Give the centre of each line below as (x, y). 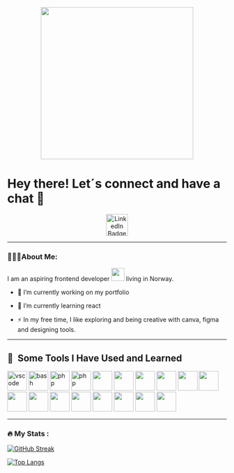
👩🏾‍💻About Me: (32, 257)
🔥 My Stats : (28, 433)
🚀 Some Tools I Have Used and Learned (95, 358)
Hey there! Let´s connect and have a (114, 184)
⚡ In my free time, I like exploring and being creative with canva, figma (118, 320)
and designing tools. (47, 330)
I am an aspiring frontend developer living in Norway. (91, 279)
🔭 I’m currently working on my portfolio (73, 292)
